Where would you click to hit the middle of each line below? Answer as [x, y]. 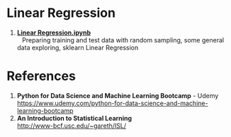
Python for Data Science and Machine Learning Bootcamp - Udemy [118, 95]
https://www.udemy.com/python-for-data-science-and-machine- [112, 103]
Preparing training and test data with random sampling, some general [123, 40]
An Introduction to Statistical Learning [74, 118]
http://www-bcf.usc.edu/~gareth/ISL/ [72, 126]
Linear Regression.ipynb [54, 32]
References [41, 76]
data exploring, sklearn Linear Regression [78, 47]
